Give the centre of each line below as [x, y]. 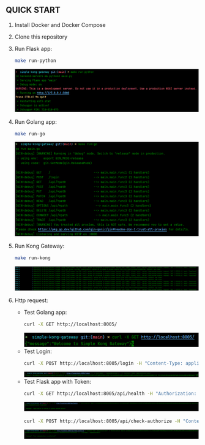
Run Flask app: [33, 48]
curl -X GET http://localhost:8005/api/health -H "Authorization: [110, 394]
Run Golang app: [36, 121]
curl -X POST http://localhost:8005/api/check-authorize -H [102, 421]
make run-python [35, 61]
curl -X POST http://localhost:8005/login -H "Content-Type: [103, 363]
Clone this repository [41, 37]
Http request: [31, 300]
